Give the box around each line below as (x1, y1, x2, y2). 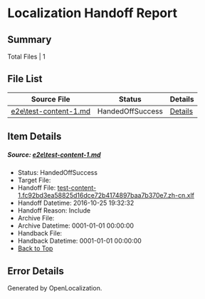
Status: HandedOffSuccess (17, 168, 98, 177)
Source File (31, 94, 70, 104)
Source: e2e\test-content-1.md (7, 150, 101, 158)
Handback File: (17, 229, 63, 238)
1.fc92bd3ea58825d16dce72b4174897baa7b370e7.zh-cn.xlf (17, 191, 194, 200)
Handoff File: (17, 183, 56, 192)
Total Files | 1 (7, 52, 46, 61)
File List (7, 73, 43, 85)
